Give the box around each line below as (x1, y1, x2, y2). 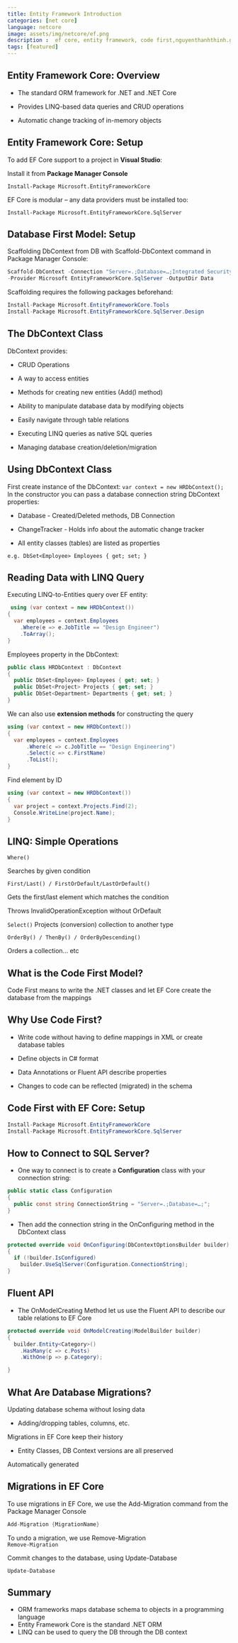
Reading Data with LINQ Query (7, 571, 144, 583)
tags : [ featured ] (7, 43, 59, 50)
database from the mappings (7, 994, 92, 1001)
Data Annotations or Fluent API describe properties (17, 1067, 167, 1076)
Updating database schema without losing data (7, 1405, 145, 1413)
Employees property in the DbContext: (7, 650, 119, 659)
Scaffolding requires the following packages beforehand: (7, 288, 174, 297)
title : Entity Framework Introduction (7, 10, 122, 18)
